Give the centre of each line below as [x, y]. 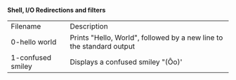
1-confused [31, 57]
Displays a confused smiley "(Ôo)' [126, 62]
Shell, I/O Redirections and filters [57, 10]
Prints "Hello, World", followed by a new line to [146, 38]
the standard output [103, 46]
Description [89, 26]
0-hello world [34, 42]
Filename [26, 26]
